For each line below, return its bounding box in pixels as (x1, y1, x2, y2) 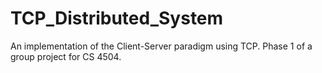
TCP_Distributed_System (10, 7, 224, 30)
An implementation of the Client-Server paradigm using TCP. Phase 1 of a (10, 40, 313, 52)
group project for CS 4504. (10, 50, 122, 62)
